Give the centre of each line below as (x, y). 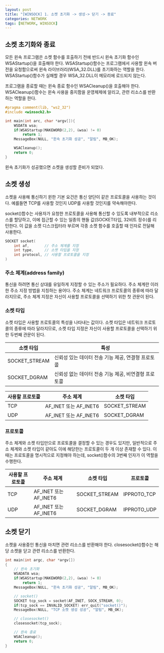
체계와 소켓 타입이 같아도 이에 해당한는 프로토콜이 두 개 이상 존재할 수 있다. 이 (83, 449)
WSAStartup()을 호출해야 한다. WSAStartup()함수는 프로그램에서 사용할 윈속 (79, 63)
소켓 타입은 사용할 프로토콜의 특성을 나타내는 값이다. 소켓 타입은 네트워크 (74, 322)
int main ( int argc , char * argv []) (40, 560)
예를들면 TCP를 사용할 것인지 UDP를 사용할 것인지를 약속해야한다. (74, 203)
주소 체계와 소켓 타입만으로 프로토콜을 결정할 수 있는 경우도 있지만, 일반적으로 (79, 443)
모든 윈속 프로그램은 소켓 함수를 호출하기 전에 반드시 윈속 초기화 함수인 (72, 57)
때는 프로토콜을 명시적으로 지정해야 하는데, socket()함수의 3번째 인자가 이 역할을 (82, 455)
